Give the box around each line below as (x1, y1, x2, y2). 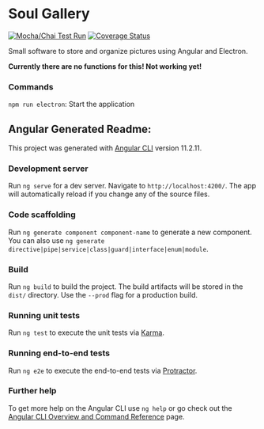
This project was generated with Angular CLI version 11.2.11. (8, 143, 202, 153)
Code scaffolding (8, 209, 77, 220)
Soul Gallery (8, 5, 90, 23)
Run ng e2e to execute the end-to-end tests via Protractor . (8, 366, 198, 375)
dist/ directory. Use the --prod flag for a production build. (8, 290, 198, 299)
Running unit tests (8, 309, 81, 321)
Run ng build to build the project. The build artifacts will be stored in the (8, 282, 243, 291)
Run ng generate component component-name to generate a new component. (8, 227, 253, 237)
